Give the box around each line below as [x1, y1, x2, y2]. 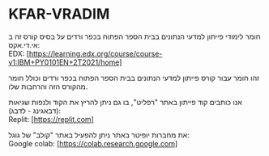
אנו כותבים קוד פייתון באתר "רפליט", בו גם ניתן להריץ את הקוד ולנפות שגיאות [8, 97, 242, 107]
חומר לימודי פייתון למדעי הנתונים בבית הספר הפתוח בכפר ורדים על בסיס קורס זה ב [8, 32, 261, 41]
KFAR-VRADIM [8, 5, 110, 23]
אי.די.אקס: [8, 40, 41, 49]
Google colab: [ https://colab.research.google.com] [8, 138, 178, 148]
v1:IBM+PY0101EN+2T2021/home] [8, 57, 122, 67]
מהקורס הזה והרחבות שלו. [8, 82, 88, 91]
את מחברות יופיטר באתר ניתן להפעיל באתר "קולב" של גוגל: [8, 130, 190, 140]
